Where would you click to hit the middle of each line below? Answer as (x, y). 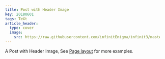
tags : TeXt (16, 19)
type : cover (22, 28)
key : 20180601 (20, 14)
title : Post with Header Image (37, 10)
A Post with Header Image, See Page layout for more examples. (69, 51)
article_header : (22, 23)
